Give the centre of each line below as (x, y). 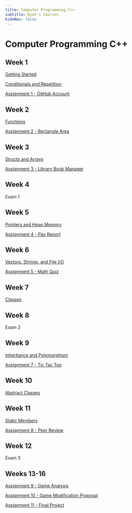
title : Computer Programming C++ (40, 10)
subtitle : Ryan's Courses (32, 15)
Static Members (21, 420)
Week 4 (17, 185)
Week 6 (17, 250)
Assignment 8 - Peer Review (34, 430)
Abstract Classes (23, 393)
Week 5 (17, 213)
